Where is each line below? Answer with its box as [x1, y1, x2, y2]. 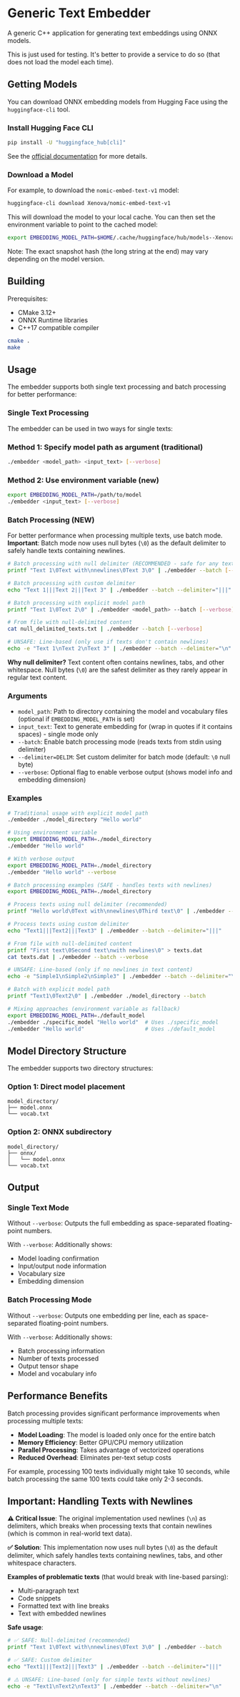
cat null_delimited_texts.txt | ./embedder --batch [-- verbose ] [7, 625, 203, 633]
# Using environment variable [7, 829, 98, 837]
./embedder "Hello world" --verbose [7, 868, 116, 876]
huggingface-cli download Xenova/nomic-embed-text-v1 [7, 200, 171, 207]
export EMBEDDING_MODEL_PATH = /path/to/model [7, 492, 142, 499]
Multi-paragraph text [17, 1586, 79, 1595]
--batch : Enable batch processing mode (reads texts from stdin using [17, 737, 222, 746]
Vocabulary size [17, 1270, 66, 1278]
